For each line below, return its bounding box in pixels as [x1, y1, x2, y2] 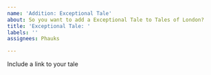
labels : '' [7, 29, 38, 36]
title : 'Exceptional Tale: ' [7, 22, 91, 29]
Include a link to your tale [7, 60, 79, 68]
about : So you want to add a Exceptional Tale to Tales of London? [7, 16, 205, 23]
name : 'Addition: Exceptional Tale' [7, 10, 112, 17]
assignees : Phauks [7, 35, 60, 42]
